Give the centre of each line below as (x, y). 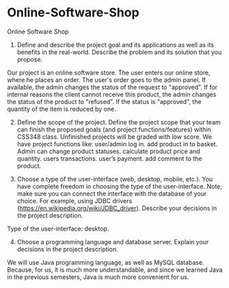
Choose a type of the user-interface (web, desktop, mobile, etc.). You (115, 179)
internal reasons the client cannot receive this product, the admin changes (112, 94)
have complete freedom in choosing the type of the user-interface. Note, (119, 186)
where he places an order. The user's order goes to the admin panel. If (107, 79)
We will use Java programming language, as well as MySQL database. (106, 262)
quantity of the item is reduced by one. (62, 109)
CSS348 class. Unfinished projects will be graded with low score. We (114, 136)
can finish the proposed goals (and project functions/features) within (114, 129)
